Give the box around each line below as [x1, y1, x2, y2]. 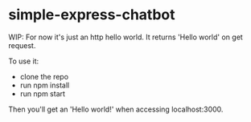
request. [8, 40, 36, 50]
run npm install [19, 80, 70, 90]
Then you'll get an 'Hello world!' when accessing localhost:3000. [8, 104, 224, 114]
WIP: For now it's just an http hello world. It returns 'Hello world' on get [8, 32, 243, 42]
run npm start [19, 88, 66, 98]
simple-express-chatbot [8, 6, 175, 24]
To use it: [8, 56, 39, 66]
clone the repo [19, 71, 69, 81]
